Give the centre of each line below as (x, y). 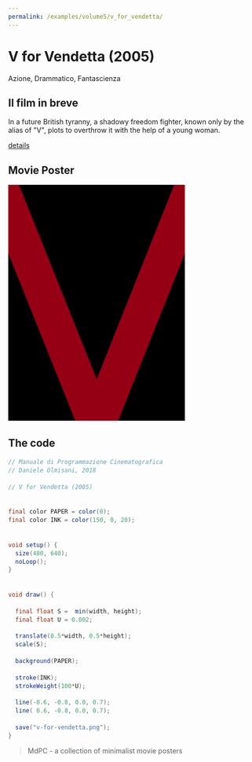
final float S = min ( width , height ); (79, 611)
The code (32, 443)
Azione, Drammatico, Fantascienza (64, 78)
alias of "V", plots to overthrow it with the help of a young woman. (114, 131)
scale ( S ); (31, 645)
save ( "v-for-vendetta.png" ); (63, 727)
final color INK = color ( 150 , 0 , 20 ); (71, 520)
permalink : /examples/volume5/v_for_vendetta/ (86, 17)
